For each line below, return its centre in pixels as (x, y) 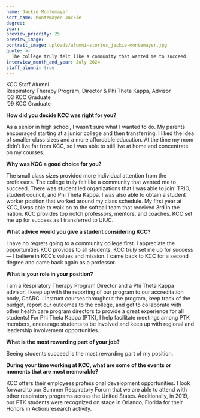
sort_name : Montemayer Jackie (44, 17)
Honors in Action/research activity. (49, 409)
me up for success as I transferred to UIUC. (60, 220)
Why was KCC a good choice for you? (54, 164)
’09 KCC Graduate (28, 104)
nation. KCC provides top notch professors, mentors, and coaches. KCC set (99, 214)
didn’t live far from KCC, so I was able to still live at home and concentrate (97, 146)
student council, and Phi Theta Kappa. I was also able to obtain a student (96, 195)
